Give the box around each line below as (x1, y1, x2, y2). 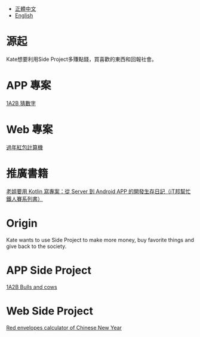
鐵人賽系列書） (6, 195, 43, 202)
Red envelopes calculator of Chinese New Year (6, 324, 122, 331)
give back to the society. (6, 243, 67, 250)
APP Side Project (6, 264, 91, 277)
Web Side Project (6, 304, 94, 318)
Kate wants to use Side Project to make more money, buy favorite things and (6, 236, 195, 243)
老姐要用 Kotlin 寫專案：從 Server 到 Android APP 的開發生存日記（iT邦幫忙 (6, 188, 191, 195)
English (14, 12, 33, 19)
